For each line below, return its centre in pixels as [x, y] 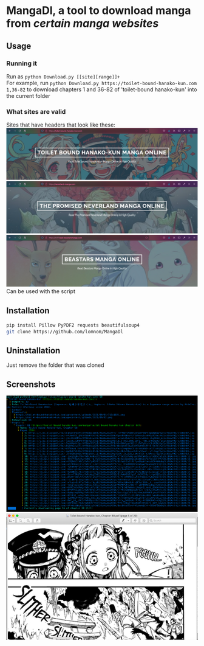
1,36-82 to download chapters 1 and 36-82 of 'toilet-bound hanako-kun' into [102, 89]
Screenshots [31, 384]
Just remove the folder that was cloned [55, 365]
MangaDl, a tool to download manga [99, 11]
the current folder [28, 96]
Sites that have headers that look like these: [61, 125]
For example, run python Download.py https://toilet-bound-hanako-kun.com [102, 83]
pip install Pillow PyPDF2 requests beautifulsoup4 [73, 325]
